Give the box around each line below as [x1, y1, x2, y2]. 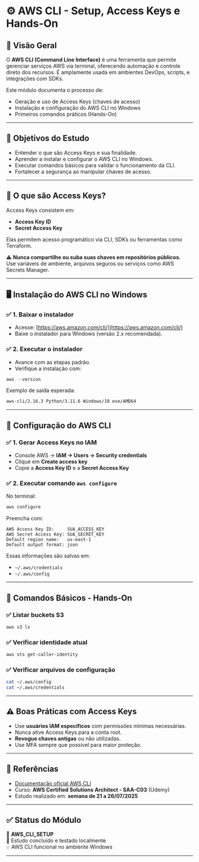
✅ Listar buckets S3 [6, 610, 64, 619]
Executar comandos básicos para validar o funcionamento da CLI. [14, 161, 176, 168]
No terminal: [6, 492, 37, 500]
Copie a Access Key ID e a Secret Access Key [14, 465, 129, 472]
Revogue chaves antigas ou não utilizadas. [14, 734, 121, 742]
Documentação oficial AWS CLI [14, 780, 92, 787]
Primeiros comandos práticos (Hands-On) [14, 111, 117, 117]
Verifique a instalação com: [14, 365, 82, 372]
